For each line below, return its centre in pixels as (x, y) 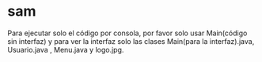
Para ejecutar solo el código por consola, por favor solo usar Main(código (127, 33)
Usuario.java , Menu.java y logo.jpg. (66, 49)
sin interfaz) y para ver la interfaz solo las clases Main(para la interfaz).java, (131, 41)
